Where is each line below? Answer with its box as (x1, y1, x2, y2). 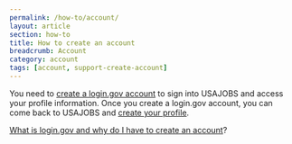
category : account (9, 55, 79, 64)
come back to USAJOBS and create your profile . (9, 107, 190, 118)
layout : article (9, 22, 71, 31)
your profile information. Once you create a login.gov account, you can (9, 97, 273, 108)
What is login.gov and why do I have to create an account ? (9, 124, 228, 135)
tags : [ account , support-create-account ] (9, 64, 168, 73)
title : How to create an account (9, 38, 136, 48)
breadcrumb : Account (9, 47, 88, 56)
